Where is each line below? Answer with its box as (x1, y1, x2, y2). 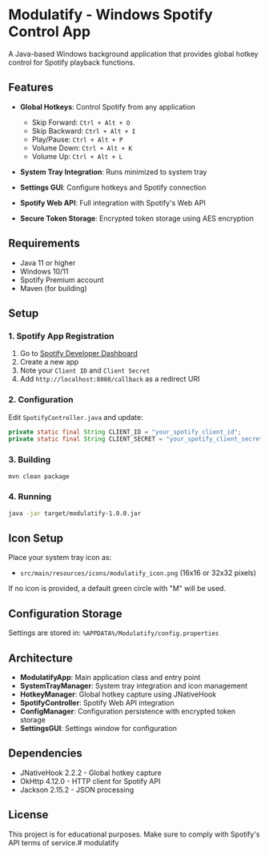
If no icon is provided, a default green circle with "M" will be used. (8, 584, 227, 593)
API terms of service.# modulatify (8, 837, 119, 847)
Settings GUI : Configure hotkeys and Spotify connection (19, 182, 207, 192)
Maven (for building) (19, 283, 88, 293)
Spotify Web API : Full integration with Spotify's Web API (19, 198, 206, 207)
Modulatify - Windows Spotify (8, 6, 214, 24)
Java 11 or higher (19, 258, 76, 267)
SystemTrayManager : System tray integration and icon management (19, 681, 248, 691)
